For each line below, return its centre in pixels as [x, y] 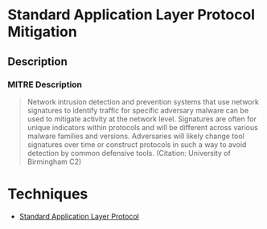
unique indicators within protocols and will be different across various [142, 127]
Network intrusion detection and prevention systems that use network [143, 101]
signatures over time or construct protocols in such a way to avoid [137, 144]
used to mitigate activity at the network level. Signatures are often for [142, 119]
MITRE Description [45, 84]
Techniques [48, 194]
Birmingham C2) [54, 162]
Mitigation [42, 32]
